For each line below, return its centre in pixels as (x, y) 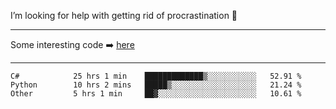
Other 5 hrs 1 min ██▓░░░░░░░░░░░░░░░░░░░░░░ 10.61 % (156, 94)
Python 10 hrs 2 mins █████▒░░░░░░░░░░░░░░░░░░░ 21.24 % (156, 85)
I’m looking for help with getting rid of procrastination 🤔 (124, 15)
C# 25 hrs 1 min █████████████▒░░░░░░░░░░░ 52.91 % (156, 76)
